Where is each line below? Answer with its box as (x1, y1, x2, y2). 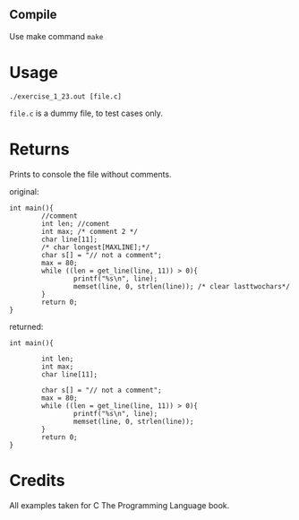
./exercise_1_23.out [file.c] (9, 91, 123, 101)
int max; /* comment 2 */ (41, 227, 139, 236)
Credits (9, 470, 65, 490)
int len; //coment (41, 219, 110, 228)
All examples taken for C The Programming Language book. (9, 499, 230, 510)
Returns (9, 139, 70, 160)
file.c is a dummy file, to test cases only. (9, 108, 164, 118)
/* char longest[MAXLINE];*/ (41, 242, 150, 252)
